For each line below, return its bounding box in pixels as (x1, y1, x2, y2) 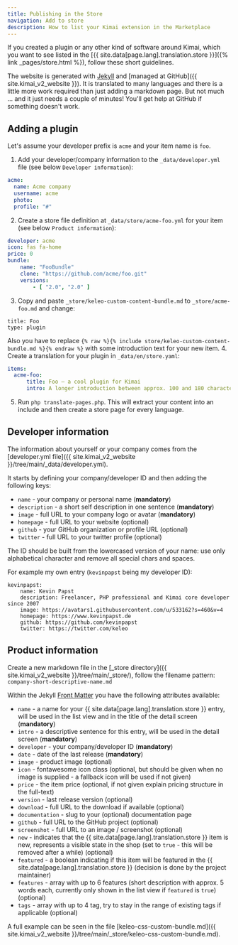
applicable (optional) (17, 908, 78, 917)
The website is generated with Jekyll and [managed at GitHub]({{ (7, 72, 198, 80)
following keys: (7, 481, 52, 490)
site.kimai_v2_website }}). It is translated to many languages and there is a (7, 80, 223, 88)
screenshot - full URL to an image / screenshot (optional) (17, 825, 183, 833)
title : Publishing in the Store (7, 10, 103, 18)
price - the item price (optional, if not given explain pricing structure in (17, 779, 224, 789)
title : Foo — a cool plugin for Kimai (25, 378, 141, 386)
